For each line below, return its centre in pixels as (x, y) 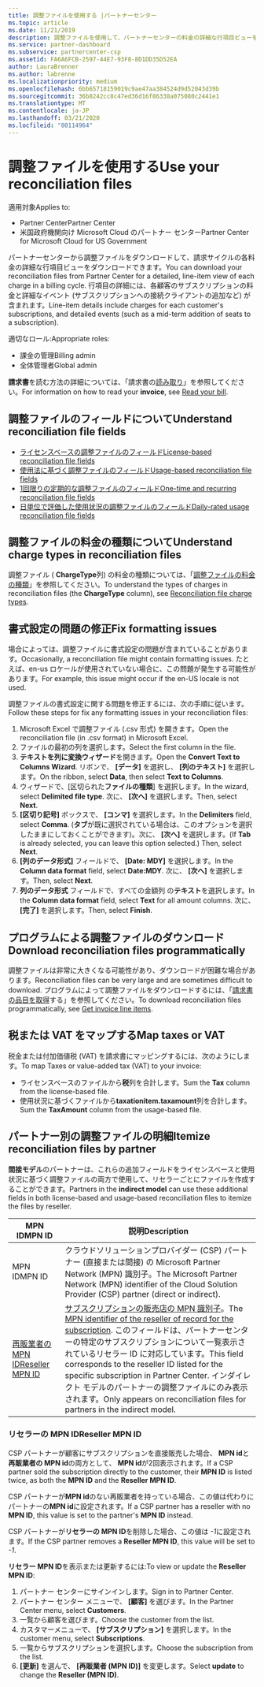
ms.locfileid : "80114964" (50, 125)
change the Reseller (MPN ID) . (69, 1674)
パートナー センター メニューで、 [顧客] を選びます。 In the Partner (126, 1601)
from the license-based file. (64, 1091)
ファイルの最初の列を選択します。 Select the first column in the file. (128, 747)
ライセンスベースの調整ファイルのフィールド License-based (115, 452)
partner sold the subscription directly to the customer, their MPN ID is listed (130, 1472)
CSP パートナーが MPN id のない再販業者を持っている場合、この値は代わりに (131, 1496)
